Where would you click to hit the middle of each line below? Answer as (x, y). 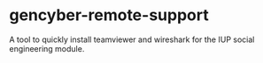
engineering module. (47, 48)
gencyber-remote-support (109, 15)
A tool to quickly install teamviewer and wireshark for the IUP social (132, 39)
